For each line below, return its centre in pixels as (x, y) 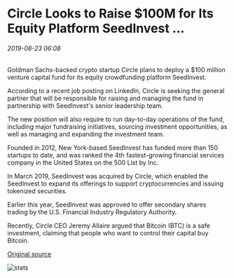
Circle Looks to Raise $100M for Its (110, 14)
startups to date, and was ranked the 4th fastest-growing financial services (116, 155)
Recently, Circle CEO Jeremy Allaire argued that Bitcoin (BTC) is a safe (109, 225)
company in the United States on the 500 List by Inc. (83, 162)
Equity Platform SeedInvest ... (96, 28)
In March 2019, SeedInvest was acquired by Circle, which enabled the (108, 176)
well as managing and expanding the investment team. (86, 134)
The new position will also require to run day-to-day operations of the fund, (116, 119)
